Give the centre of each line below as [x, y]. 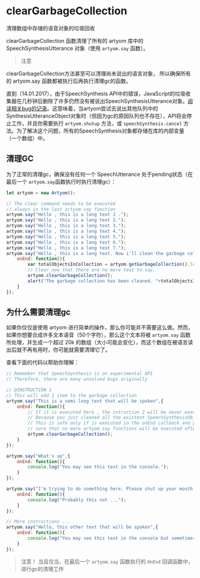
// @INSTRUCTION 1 [29, 390]
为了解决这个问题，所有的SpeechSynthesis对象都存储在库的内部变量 [100, 131]
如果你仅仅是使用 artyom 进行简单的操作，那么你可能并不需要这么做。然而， [100, 328]
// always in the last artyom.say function [61, 209]
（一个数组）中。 [27, 138]
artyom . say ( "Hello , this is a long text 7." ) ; [66, 248]
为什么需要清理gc [38, 312]
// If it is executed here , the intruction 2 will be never [105, 412]
